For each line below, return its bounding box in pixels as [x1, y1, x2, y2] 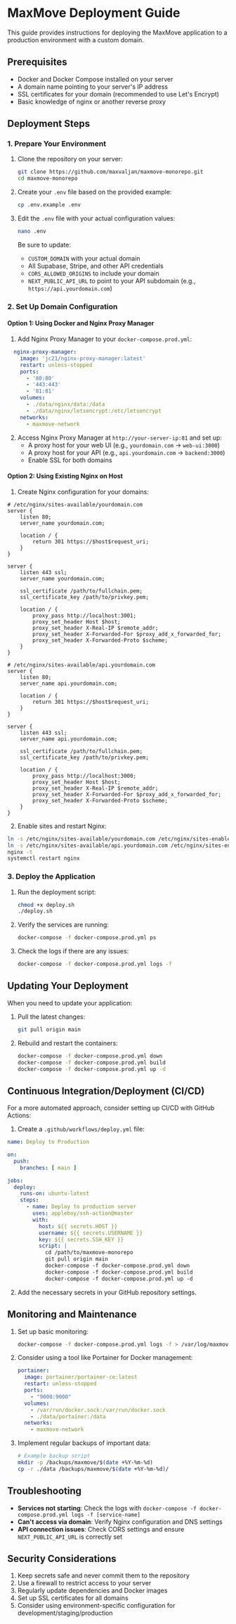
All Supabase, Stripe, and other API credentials [27, 261, 164, 270]
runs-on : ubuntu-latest [20, 1190, 90, 1197]
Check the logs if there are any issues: [17, 947, 129, 955]
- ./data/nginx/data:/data [25, 401, 105, 408]
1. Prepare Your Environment [7, 139, 107, 149]
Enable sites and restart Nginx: [17, 822, 107, 830]
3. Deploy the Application [7, 872, 96, 881]
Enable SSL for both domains [27, 456, 112, 464]
